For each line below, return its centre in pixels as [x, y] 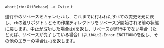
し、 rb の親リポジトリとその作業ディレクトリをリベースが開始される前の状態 [82, 23]
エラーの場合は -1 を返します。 [48, 41]
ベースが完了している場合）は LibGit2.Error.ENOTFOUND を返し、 [90, 35]
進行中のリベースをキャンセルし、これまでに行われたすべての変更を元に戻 [80, 16]
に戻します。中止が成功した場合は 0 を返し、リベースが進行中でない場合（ [79, 29]
